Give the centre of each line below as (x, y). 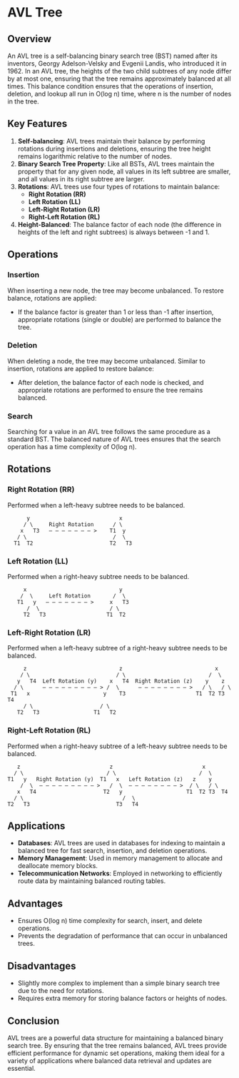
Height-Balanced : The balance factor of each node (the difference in (119, 224)
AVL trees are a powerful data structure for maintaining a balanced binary (115, 1038)
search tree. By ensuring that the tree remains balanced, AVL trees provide (117, 1045)
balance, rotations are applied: (52, 298)
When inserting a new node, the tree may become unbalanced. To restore (116, 291)
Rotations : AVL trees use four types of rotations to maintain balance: (118, 186)
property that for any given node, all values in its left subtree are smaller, (124, 171)
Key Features (37, 124)
